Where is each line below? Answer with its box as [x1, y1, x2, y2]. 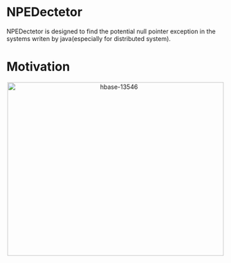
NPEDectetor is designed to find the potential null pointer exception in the [6, 27, 216, 35]
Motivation [6, 59, 71, 75]
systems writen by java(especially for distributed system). [6, 34, 171, 42]
